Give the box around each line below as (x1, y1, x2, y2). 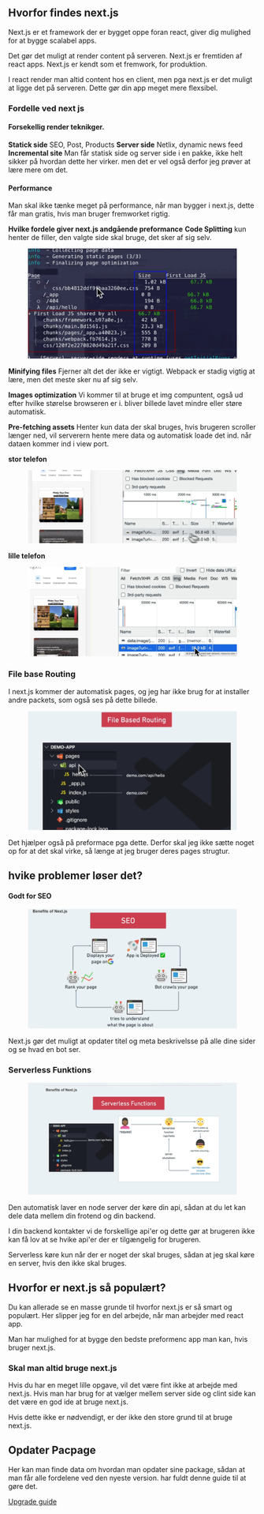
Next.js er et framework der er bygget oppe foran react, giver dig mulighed (8, 27, 251, 36)
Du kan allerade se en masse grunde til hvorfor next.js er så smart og (8, 1302, 232, 1312)
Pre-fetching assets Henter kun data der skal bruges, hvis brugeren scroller (8, 422, 256, 431)
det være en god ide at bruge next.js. (8, 1397, 128, 1407)
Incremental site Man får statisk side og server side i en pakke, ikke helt (8, 148, 243, 157)
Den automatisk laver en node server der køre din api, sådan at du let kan (8, 1202, 247, 1212)
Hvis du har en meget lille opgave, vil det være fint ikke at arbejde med (8, 1380, 238, 1389)
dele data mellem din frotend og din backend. (8, 1211, 156, 1220)
